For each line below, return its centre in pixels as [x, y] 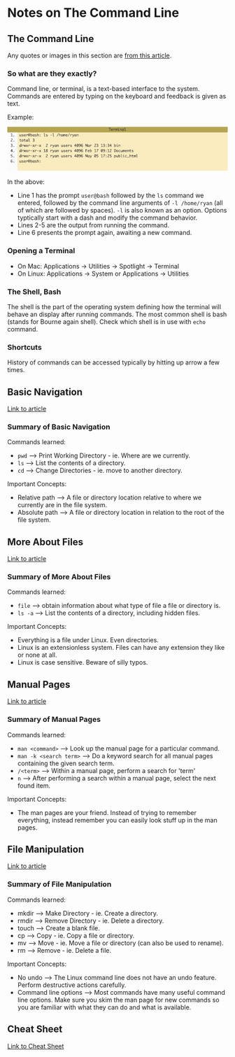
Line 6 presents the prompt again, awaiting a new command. [105, 233]
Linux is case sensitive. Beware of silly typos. [83, 662]
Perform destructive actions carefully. [72, 985]
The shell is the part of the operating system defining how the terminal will [114, 306]
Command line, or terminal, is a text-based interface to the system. [104, 89]
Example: [21, 118]
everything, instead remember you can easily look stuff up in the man [117, 820]
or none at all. [37, 655]
